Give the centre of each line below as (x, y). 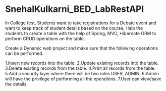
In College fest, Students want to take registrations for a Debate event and (81, 23)
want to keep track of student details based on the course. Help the (74, 28)
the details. (17, 84)
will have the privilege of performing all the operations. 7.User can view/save (83, 79)
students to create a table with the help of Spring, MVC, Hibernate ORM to (81, 33)
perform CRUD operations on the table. (45, 39)
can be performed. (24, 53)
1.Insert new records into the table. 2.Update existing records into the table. (82, 63)
